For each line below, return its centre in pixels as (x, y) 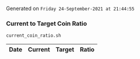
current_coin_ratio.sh (34, 36)
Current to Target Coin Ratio (47, 23)
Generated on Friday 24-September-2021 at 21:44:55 (70, 8)
